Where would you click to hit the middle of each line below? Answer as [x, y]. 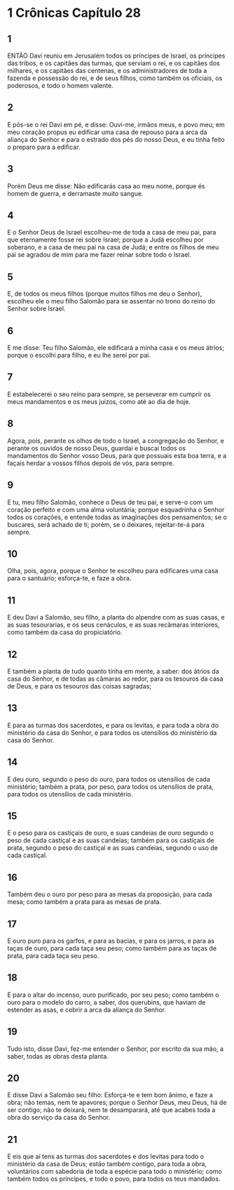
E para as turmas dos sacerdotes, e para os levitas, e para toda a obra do [113, 725]
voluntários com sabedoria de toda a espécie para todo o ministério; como [115, 1172]
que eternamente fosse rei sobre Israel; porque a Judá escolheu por [106, 240]
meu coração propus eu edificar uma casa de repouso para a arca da [108, 132]
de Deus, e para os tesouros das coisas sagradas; [80, 686]
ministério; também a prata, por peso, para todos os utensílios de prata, [110, 786]
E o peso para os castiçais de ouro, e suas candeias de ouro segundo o [110, 833]
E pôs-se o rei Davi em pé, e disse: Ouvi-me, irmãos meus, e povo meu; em [116, 124]
